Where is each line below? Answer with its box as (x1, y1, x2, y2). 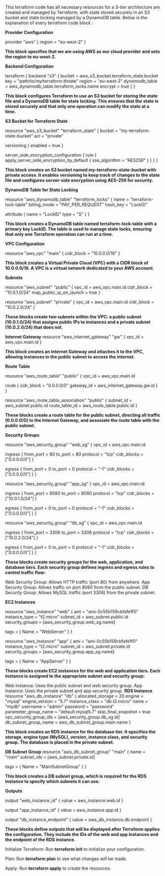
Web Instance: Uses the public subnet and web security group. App (5, 683, 143, 688)
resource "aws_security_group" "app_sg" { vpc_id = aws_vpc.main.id (5, 481, 145, 487)
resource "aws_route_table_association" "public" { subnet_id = (5, 397, 132, 403)
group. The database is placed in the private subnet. (5, 739, 114, 745)
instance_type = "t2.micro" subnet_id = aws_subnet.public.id (5, 614, 129, 620)
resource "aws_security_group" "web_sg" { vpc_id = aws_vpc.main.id (5, 442, 146, 448)
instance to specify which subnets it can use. (5, 778, 100, 784)
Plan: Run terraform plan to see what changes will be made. (5, 856, 128, 862)
